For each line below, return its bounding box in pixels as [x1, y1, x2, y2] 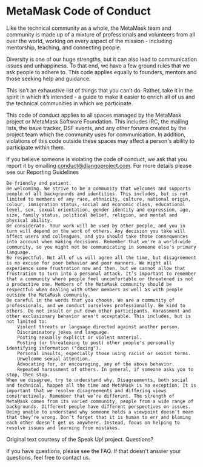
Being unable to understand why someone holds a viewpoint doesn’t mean [6, 409, 194, 415]
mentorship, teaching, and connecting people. [6, 44, 122, 51]
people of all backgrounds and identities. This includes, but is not [6, 190, 188, 197]
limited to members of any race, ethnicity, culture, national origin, [6, 196, 191, 202]
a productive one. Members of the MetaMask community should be [6, 281, 172, 287]
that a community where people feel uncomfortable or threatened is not [6, 275, 194, 282]
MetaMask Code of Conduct [6, 4, 151, 18]
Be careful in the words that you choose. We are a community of [6, 297, 175, 303]
